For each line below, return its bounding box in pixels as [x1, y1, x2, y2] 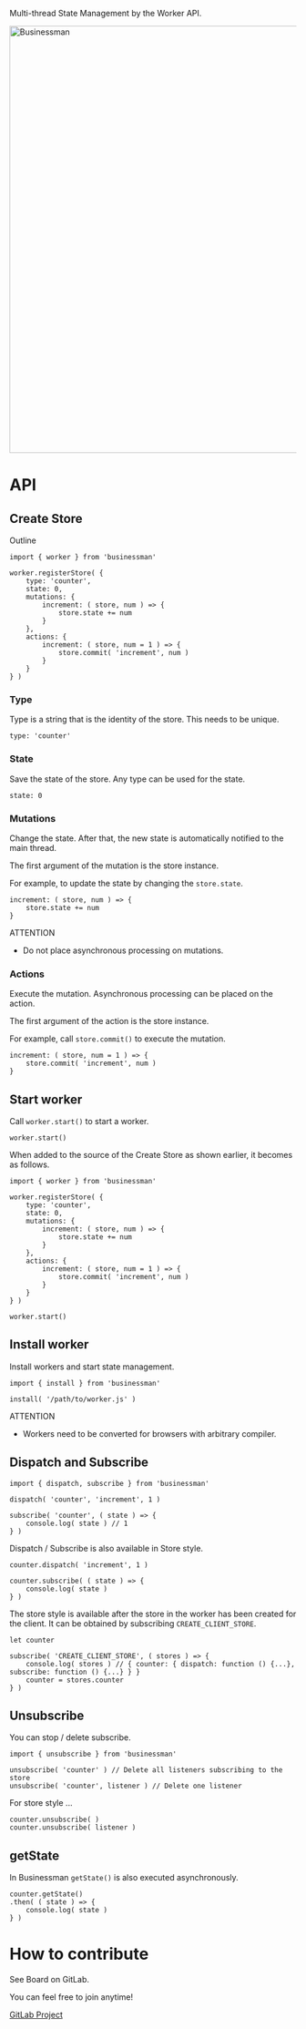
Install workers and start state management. [9, 1361, 175, 1372]
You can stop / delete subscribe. [9, 1732, 131, 1743]
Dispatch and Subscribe [9, 1455, 148, 1471]
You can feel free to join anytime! [9, 1992, 134, 2003]
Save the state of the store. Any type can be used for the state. [9, 774, 246, 784]
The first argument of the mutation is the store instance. [9, 860, 219, 871]
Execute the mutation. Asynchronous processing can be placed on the [9, 989, 273, 999]
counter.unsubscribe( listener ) [9, 1823, 137, 1832]
